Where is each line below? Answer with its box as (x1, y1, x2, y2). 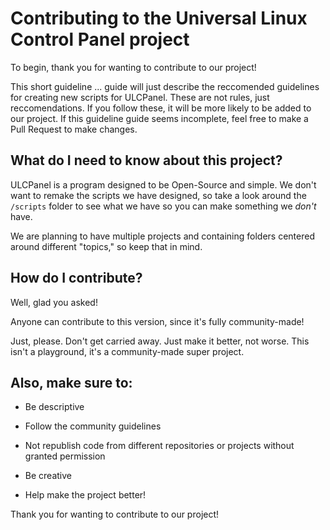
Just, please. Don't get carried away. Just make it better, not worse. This (10, 335, 310, 347)
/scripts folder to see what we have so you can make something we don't (10, 200, 317, 212)
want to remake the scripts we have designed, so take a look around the (10, 189, 307, 201)
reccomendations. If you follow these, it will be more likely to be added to (10, 102, 312, 114)
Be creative (24, 470, 72, 482)
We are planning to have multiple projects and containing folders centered (10, 230, 315, 242)
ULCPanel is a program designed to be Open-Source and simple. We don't (10, 178, 317, 191)
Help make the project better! (24, 489, 147, 501)
